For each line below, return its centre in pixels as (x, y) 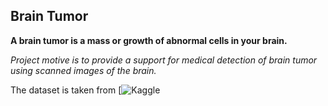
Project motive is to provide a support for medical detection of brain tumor (164, 60)
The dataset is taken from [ (66, 90)
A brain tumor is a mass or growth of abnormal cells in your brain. (149, 40)
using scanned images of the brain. (83, 70)
